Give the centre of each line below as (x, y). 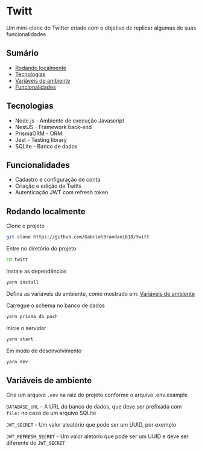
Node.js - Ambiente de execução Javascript (70, 120)
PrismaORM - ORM (39, 133)
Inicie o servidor (26, 328)
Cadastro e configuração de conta (58, 180)
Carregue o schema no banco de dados (56, 305)
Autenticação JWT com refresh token (62, 193)
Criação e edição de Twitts (48, 186)
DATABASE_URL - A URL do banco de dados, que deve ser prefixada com (94, 407)
